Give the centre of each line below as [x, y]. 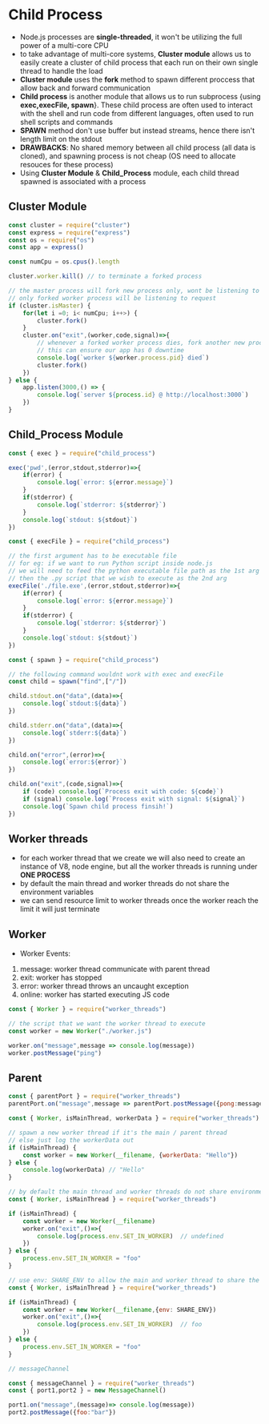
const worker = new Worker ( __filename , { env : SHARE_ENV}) [120, 1310]
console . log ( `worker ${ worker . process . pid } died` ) [123, 358]
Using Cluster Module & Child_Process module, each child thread [129, 173]
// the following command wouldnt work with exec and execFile [116, 674]
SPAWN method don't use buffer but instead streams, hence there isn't [137, 130]
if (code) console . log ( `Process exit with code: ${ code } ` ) [123, 792]
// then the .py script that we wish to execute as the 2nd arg [118, 578]
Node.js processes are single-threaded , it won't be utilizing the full [131, 37]
